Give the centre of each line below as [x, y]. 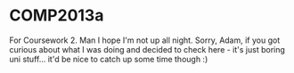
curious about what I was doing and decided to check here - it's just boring [147, 49]
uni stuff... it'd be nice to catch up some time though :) [109, 59]
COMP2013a [57, 16]
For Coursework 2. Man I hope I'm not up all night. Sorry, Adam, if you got [145, 40]
